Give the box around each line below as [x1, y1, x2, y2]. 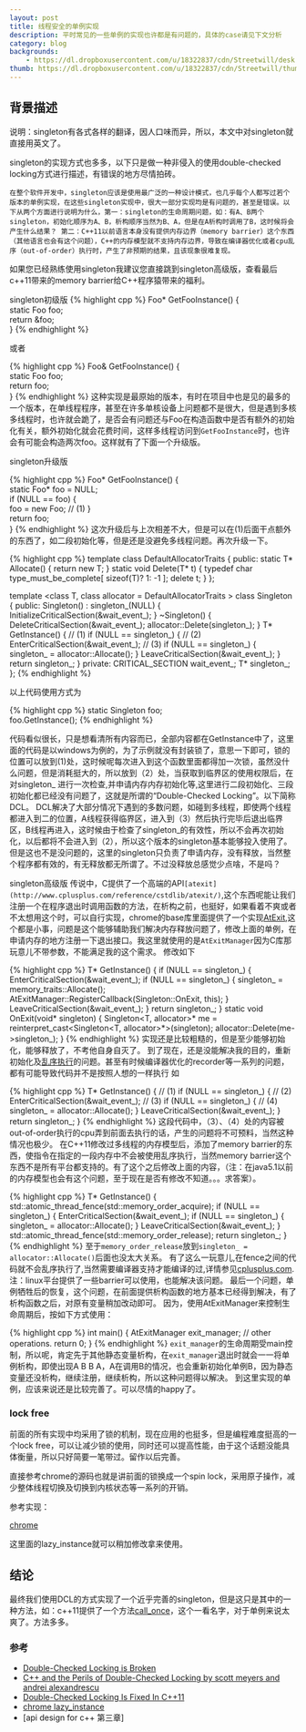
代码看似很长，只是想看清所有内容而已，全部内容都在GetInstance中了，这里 [9, 733, 294, 743]
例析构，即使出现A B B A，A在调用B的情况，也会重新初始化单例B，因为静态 [9, 1360, 293, 1371]
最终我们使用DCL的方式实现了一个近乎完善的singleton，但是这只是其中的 [9, 1594, 284, 1604]
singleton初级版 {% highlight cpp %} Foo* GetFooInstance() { [9, 293, 240, 305]
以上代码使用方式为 [9, 686, 82, 697]
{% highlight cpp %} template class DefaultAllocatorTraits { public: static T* [9, 553, 294, 564]
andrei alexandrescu [22, 1682, 100, 1693]
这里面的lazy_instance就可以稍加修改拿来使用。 [9, 1538, 189, 1549]
